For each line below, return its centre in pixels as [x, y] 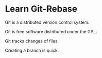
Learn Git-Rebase [41, 9]
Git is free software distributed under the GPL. [51, 31]
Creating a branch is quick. [32, 50]
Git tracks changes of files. [32, 41]
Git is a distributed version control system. [47, 22]
